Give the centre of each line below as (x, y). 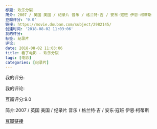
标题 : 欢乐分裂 (19, 10)
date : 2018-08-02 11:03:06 (34, 48)
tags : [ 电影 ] (18, 58)
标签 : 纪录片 (17, 39)
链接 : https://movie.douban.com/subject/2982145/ (58, 24)
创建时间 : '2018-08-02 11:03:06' (39, 29)
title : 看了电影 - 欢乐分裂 (32, 53)
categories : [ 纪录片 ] (27, 62)
